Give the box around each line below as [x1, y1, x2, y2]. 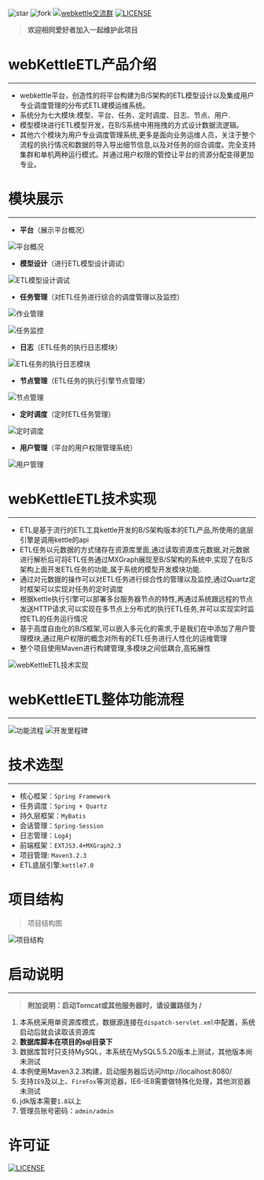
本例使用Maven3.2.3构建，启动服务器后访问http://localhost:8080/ [19, 1066, 233, 1076]
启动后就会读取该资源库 [19, 1027, 96, 1037]
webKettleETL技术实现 [8, 490, 157, 508]
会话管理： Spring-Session [19, 821, 104, 830]
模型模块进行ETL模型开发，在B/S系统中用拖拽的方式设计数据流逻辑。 [19, 120, 244, 129]
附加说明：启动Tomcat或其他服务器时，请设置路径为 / [27, 1000, 202, 1010]
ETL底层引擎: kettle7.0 [19, 860, 94, 869]
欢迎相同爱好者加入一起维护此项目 [27, 25, 138, 35]
